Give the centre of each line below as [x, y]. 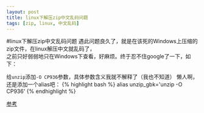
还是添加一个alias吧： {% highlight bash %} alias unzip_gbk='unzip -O [94, 84]
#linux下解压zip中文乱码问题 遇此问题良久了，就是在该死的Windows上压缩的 [102, 41]
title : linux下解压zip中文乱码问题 [47, 18]
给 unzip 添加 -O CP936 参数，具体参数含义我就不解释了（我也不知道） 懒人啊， [102, 77]
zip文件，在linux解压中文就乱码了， [51, 49]
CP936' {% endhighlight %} [41, 91]
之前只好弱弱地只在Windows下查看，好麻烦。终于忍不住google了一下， [96, 56]
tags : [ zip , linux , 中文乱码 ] [43, 23]
